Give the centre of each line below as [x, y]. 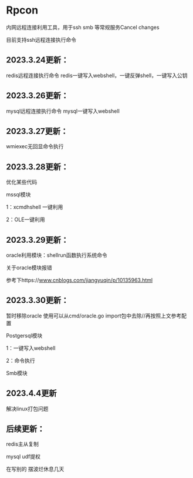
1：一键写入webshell [31, 348]
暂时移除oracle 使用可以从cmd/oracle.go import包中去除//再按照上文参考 [94, 316]
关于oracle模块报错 [29, 268]
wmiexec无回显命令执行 [35, 146]
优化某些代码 [21, 182]
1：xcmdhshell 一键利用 [35, 207]
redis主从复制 [23, 444]
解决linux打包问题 [27, 409]
